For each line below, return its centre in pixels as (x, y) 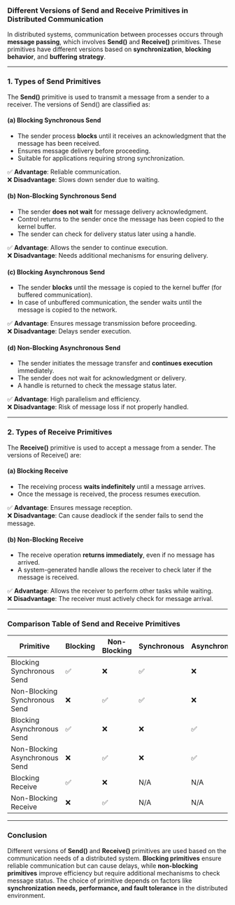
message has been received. (59, 143)
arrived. (29, 562)
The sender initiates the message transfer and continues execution (115, 364)
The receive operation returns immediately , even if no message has (116, 555)
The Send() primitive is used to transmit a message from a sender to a (108, 97)
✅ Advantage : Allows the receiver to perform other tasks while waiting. (110, 591)
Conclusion (27, 836)
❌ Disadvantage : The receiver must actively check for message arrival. (110, 599)
